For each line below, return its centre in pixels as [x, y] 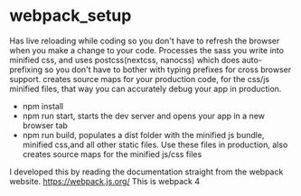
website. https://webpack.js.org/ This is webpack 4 [105, 181]
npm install [43, 106]
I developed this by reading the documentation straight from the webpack [146, 172]
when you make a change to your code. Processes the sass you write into [147, 50]
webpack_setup [71, 16]
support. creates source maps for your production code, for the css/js [139, 79]
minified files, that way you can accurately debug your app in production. [146, 89]
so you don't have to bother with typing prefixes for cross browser [168, 70]
